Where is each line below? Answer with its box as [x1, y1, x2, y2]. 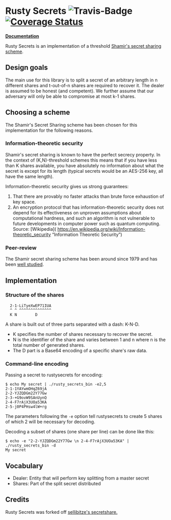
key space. [12, 198, 36, 205]
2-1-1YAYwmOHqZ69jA [5, 386, 47, 392]
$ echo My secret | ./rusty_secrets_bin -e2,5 [5, 382, 106, 387]
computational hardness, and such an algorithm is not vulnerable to [12, 215, 155, 221]
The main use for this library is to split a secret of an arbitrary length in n [5, 77, 158, 83]
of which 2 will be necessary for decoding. [5, 418, 96, 425]
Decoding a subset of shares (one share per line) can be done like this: [5, 429, 155, 435]
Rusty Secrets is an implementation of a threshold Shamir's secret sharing [5, 43, 162, 49]
